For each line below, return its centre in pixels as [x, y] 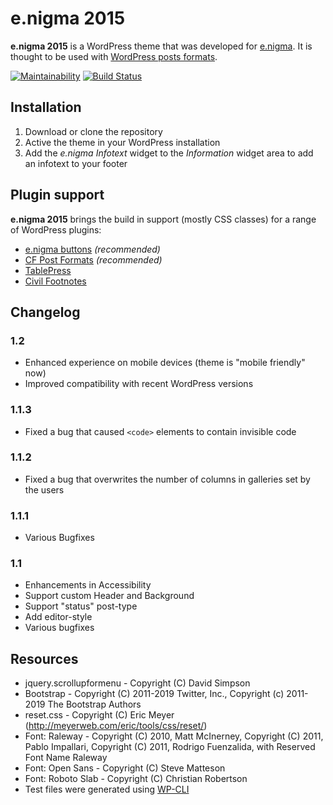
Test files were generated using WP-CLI [107, 789]
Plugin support [57, 195]
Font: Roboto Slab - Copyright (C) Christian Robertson [136, 779]
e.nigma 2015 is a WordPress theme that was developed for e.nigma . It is [161, 46]
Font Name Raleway [66, 758]
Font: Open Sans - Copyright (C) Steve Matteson [125, 768]
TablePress [48, 270]
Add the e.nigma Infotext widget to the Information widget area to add [169, 153]
